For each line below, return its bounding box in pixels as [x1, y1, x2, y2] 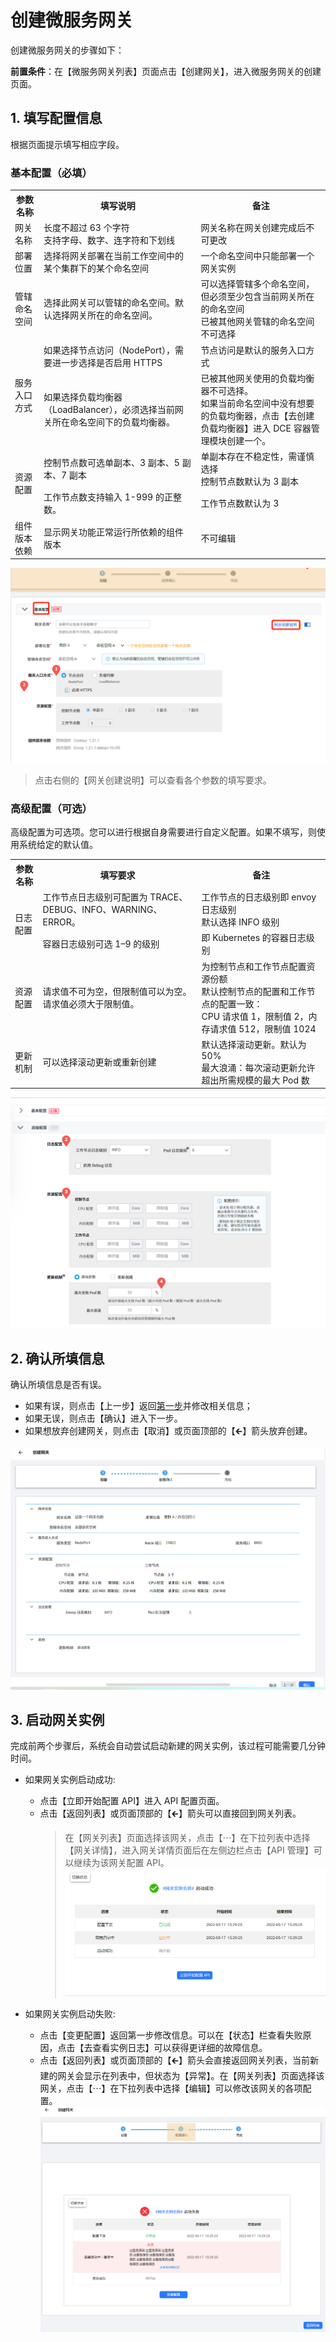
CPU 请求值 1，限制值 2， [201, 1010, 309, 1022]
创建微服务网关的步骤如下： [10, 44, 125, 56]
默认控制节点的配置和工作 [201, 985, 307, 997]
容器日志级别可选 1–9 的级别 [42, 938, 160, 950]
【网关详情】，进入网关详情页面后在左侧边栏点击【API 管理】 [64, 1844, 314, 1856]
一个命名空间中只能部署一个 [200, 250, 315, 262]
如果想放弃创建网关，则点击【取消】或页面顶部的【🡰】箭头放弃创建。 [24, 1425, 313, 1437]
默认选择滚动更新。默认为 [201, 1038, 307, 1050]
